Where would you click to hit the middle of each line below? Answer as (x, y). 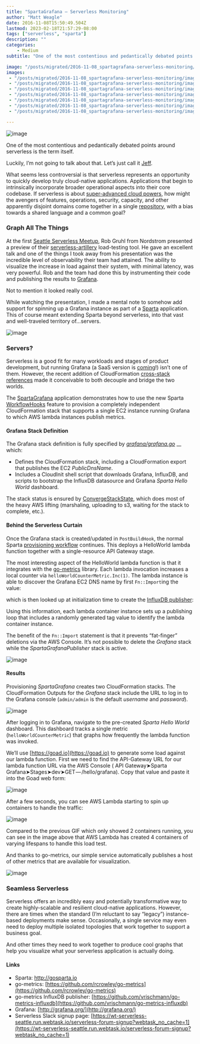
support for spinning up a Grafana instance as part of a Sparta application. (97, 308)
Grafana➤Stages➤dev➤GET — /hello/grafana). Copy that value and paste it (98, 772)
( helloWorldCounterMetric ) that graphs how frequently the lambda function (98, 735)
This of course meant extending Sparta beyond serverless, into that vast (95, 314)
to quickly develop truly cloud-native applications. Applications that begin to (100, 181)
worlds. (15, 387)
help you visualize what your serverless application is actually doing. (90, 951)
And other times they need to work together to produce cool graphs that (95, 944)
